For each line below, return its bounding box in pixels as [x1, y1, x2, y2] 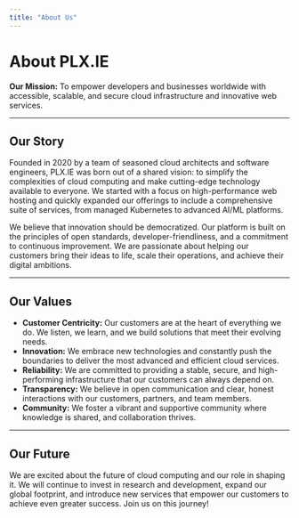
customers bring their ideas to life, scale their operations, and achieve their [9, 250, 285, 261]
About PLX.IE [9, 51, 109, 71]
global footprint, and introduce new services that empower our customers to [9, 489, 289, 499]
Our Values [9, 294, 73, 309]
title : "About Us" [9, 12, 77, 22]
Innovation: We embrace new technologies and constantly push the [21, 346, 272, 357]
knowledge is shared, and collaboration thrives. [21, 412, 197, 423]
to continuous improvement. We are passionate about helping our [9, 241, 249, 252]
